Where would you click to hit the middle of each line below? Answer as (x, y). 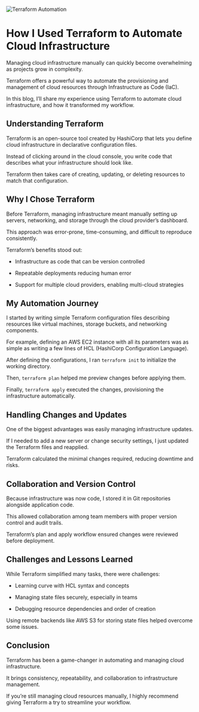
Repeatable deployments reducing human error (73, 273)
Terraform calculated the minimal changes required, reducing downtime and (100, 459)
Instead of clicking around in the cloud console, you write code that (89, 156)
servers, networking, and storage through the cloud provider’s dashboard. (97, 220)
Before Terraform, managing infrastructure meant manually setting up (92, 214)
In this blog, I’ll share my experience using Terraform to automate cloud (94, 98)
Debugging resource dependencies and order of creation (85, 608)
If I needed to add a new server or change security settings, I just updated (97, 441)
